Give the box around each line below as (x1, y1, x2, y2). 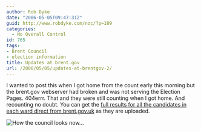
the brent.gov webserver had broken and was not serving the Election (6, 88, 180, 96)
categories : (6, 25, 36, 32)
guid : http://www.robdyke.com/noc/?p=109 (6, 20, 113, 26)
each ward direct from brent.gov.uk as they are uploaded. (6, 107, 150, 115)
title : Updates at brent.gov (6, 59, 80, 65)
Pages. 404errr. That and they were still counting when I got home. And (6, 94, 185, 102)
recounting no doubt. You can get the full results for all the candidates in (6, 101, 186, 108)
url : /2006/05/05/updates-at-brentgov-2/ (6, 65, 113, 71)
